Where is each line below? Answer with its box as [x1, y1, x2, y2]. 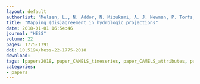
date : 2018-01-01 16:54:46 [6, 25, 73, 31]
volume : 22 [6, 36, 33, 42]
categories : [6, 63, 36, 70]
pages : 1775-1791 [6, 42, 49, 48]
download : [6, 53, 31, 59]
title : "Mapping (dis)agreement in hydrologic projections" [6, 20, 159, 25]
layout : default [6, 8, 46, 15]
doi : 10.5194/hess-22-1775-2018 [6, 47, 86, 53]
